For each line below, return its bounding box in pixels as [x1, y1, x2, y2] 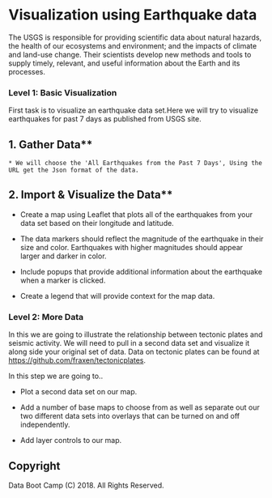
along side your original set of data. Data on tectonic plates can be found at [8, 347, 260, 357]
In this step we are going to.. [8, 371, 104, 381]
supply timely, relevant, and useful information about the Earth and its [8, 58, 240, 68]
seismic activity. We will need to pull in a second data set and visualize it [8, 338, 250, 348]
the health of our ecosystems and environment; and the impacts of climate [8, 40, 257, 50]
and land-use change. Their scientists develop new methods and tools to [8, 49, 252, 59]
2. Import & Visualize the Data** [8, 188, 173, 202]
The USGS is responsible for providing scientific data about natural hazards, [8, 32, 262, 42]
